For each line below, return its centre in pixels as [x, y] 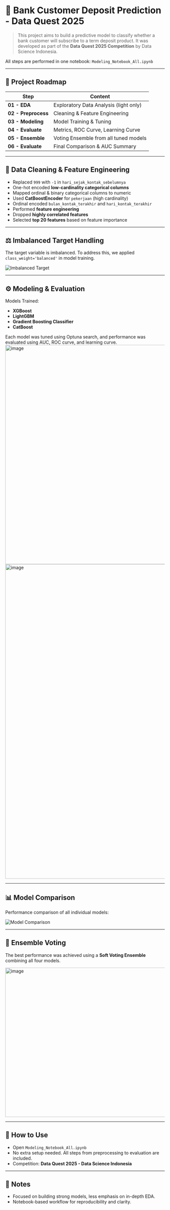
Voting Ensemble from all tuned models [100, 138]
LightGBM [23, 316]
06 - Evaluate [25, 146]
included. [22, 1158]
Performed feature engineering [46, 209]
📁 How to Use [27, 1135]
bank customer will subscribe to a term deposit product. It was [83, 41]
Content [100, 96]
